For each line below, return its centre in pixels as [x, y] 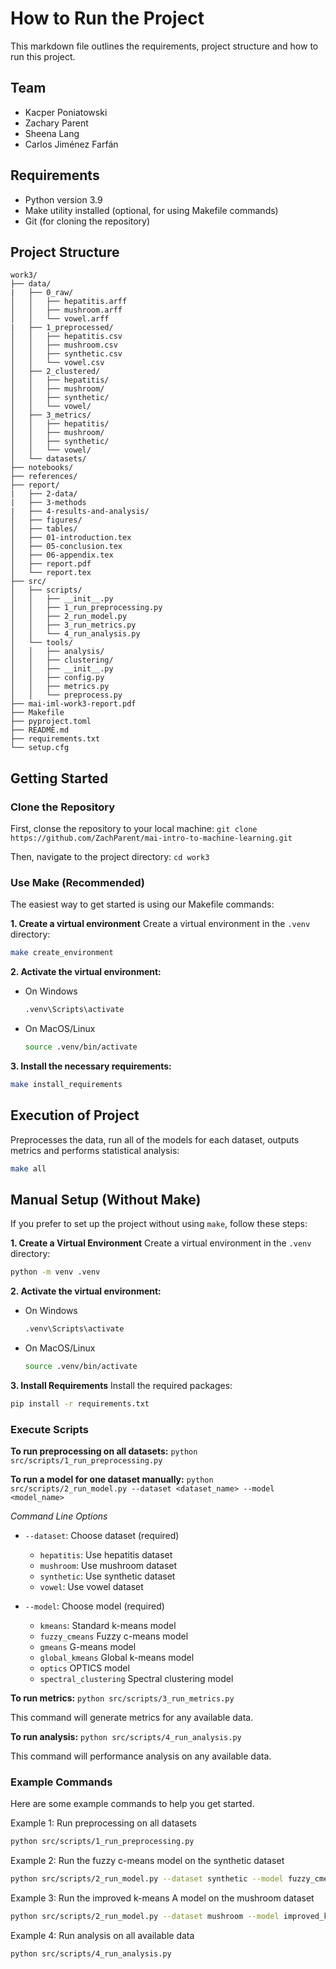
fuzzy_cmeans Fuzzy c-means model [114, 1636]
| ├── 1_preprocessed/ [62, 328]
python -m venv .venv [55, 1272]
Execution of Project [75, 1115]
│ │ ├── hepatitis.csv [66, 337]
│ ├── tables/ [44, 529]
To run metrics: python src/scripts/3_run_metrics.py [122, 1698]
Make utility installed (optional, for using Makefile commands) [151, 210]
